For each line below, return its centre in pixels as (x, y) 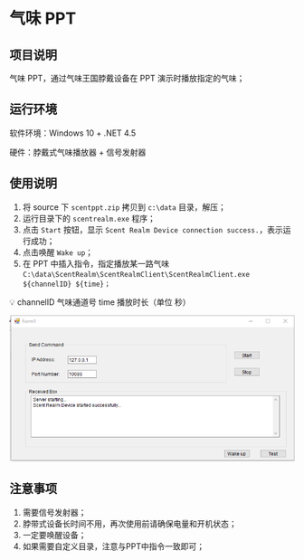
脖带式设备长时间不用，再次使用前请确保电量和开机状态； (129, 523)
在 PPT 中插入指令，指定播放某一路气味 (96, 263)
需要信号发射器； (54, 512)
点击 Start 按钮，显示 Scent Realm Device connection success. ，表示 (152, 229)
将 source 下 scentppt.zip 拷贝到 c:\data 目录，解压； (124, 207)
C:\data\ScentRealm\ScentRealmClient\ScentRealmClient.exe (136, 274)
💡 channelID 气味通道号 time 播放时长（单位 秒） (100, 302)
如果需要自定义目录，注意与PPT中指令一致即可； (114, 546)
